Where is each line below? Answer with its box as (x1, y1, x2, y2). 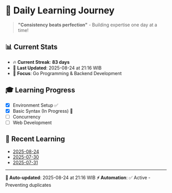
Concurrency (12, 113, 41, 120)
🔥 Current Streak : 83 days (12, 59, 70, 65)
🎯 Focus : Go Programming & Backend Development (12, 70, 122, 76)
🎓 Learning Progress (5, 86, 75, 95)
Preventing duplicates (5, 182, 51, 188)
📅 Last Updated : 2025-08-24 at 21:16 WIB (12, 64, 102, 71)
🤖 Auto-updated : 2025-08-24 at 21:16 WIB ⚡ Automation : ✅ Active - (5, 174, 151, 181)
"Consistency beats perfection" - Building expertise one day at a (17, 22, 158, 28)
